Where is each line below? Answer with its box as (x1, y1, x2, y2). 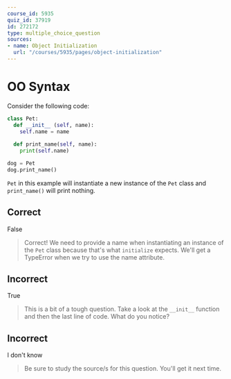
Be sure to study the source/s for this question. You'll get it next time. (24, 364, 222, 373)
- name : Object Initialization (7, 42, 98, 49)
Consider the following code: (7, 101, 90, 110)
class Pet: (7, 115, 39, 122)
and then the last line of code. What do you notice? (24, 312, 170, 321)
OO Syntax (7, 79, 71, 94)
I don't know (7, 351, 43, 360)
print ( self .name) (19, 147, 70, 155)
